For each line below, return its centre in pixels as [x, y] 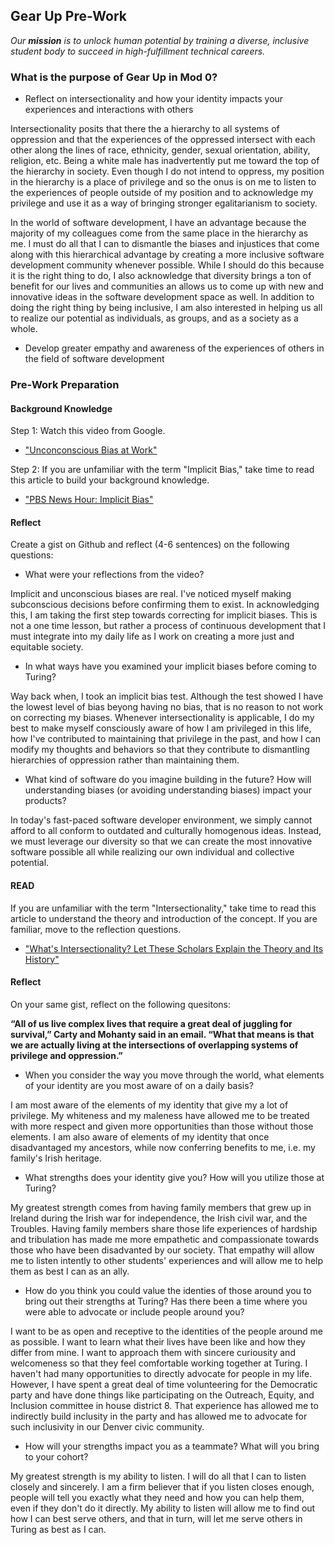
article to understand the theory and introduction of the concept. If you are [164, 918]
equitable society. [47, 647]
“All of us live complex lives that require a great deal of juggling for [151, 1023]
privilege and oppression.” [66, 1055]
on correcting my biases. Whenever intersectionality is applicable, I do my [162, 718]
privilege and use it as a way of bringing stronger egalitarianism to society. [164, 203]
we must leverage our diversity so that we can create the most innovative [161, 841]
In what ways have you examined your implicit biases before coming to [170, 666]
